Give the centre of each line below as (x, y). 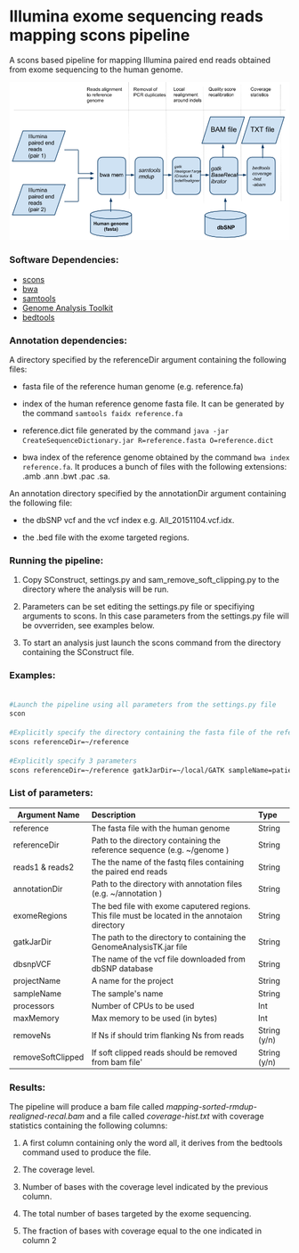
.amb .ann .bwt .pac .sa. (66, 476)
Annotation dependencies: (68, 340)
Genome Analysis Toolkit (68, 307)
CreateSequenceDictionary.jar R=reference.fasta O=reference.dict (148, 441)
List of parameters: (51, 793)
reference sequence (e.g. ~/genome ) (160, 849)
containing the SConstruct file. (78, 652)
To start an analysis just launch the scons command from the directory (152, 643)
